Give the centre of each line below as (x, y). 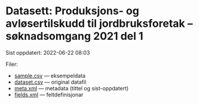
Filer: (12, 64)
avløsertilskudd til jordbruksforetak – (99, 23)
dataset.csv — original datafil (50, 82)
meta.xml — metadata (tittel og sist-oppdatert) (71, 88)
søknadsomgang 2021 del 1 (75, 36)
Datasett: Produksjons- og (73, 11)
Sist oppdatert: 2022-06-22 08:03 (48, 52)
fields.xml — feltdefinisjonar (49, 94)
